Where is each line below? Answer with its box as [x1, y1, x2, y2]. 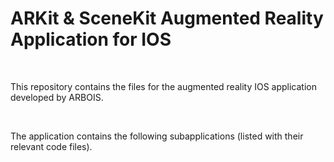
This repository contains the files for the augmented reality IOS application [10, 80, 317, 92]
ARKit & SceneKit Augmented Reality [10, 7, 324, 30]
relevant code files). [10, 140, 93, 152]
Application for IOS [10, 28, 172, 51]
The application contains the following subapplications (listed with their [10, 130, 304, 142]
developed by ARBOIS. [10, 91, 104, 103]
